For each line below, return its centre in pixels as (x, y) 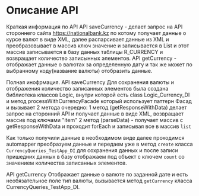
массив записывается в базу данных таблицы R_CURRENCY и (85, 52)
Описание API (42, 10)
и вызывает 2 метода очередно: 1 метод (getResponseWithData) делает (97, 107)
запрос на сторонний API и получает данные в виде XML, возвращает (95, 114)
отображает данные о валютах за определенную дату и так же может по (99, 64)
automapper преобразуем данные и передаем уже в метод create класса (99, 144)
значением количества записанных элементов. (67, 163)
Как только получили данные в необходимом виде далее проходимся (96, 137)
